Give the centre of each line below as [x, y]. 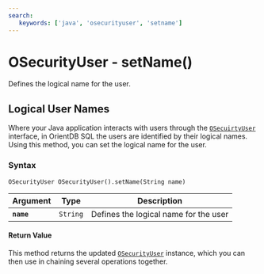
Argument [32, 200]
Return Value [30, 235]
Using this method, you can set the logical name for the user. [108, 145]
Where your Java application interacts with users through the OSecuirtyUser [132, 128]
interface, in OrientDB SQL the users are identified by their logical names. [128, 136]
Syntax [22, 166]
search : [21, 15]
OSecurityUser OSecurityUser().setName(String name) [97, 182]
